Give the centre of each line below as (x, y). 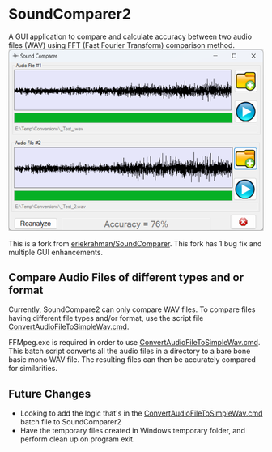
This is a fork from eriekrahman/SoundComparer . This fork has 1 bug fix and (135, 243)
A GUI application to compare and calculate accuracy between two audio (130, 36)
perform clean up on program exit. (77, 439)
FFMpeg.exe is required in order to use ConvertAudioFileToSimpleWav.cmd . (134, 343)
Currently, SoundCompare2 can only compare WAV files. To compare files (132, 309)
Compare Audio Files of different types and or (126, 277)
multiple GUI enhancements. (56, 252)
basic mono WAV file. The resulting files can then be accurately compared (132, 360)
